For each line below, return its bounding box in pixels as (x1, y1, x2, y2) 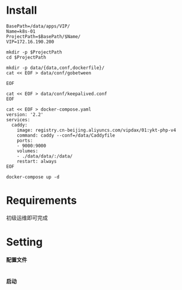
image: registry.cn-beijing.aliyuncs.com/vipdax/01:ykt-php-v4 (17, 127, 177, 133)
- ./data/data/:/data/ (17, 153, 73, 159)
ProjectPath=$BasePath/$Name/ (6, 33, 81, 39)
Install (6, 4, 37, 17)
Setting (6, 235, 43, 249)
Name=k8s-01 (6, 28, 36, 34)
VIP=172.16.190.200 (6, 39, 55, 45)
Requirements (6, 194, 77, 207)
